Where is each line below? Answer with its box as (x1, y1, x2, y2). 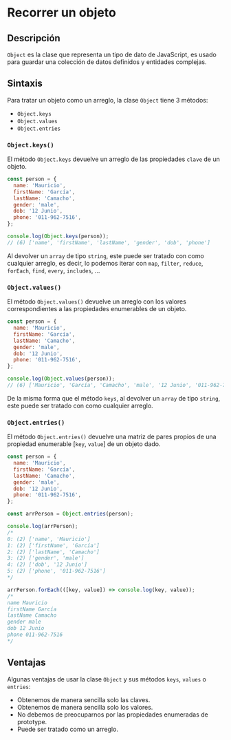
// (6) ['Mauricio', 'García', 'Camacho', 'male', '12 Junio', (7, 382, 192, 389)
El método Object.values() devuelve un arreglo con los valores (7, 297, 187, 306)
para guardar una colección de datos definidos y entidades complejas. (7, 58, 208, 66)
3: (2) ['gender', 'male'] (7, 555, 85, 562)
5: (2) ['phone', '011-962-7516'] (7, 568, 107, 575)
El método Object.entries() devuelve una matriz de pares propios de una (7, 432, 217, 441)
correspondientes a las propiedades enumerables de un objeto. (7, 305, 187, 313)
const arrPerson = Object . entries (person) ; (7, 511, 134, 518)
